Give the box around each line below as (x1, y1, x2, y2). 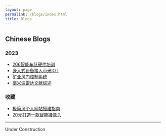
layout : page (5, 7, 32, 12)
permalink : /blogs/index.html (5, 12, 68, 17)
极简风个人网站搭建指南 (12, 106, 60, 112)
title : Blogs (5, 16, 32, 21)
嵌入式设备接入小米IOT (12, 68, 59, 74)
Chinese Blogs (5, 35, 51, 43)
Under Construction (5, 127, 45, 133)
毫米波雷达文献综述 (12, 80, 52, 86)
